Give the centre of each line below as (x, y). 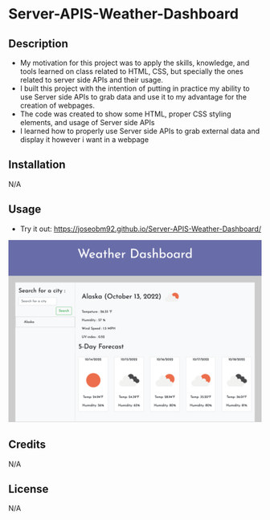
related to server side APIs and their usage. (91, 80)
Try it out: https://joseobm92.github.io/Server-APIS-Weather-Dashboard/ (141, 229)
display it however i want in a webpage (84, 140)
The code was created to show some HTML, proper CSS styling (125, 114)
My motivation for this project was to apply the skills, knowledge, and (135, 63)
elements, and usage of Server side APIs (87, 122)
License (29, 489)
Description (38, 44)
